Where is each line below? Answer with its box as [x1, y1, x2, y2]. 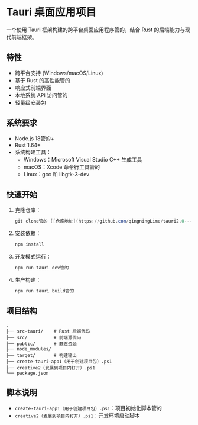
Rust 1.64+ [14, 141, 41, 149]
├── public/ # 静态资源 [6, 341, 77, 347]
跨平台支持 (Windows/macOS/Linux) [14, 69, 103, 76]
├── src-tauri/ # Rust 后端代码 [6, 328, 90, 334]
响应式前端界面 [14, 84, 51, 91]
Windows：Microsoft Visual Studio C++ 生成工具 [23, 156, 142, 163]
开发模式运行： [14, 253, 51, 260]
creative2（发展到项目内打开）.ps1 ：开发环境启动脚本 [14, 412, 140, 419]
